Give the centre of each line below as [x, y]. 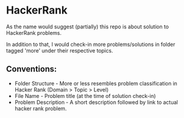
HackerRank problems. [34, 32]
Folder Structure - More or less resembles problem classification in [96, 83]
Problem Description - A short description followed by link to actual [96, 102]
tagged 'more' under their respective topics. [60, 50]
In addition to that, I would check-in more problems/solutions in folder [91, 44]
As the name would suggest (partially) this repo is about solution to [88, 27]
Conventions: [32, 69]
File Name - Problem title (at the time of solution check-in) [85, 96]
